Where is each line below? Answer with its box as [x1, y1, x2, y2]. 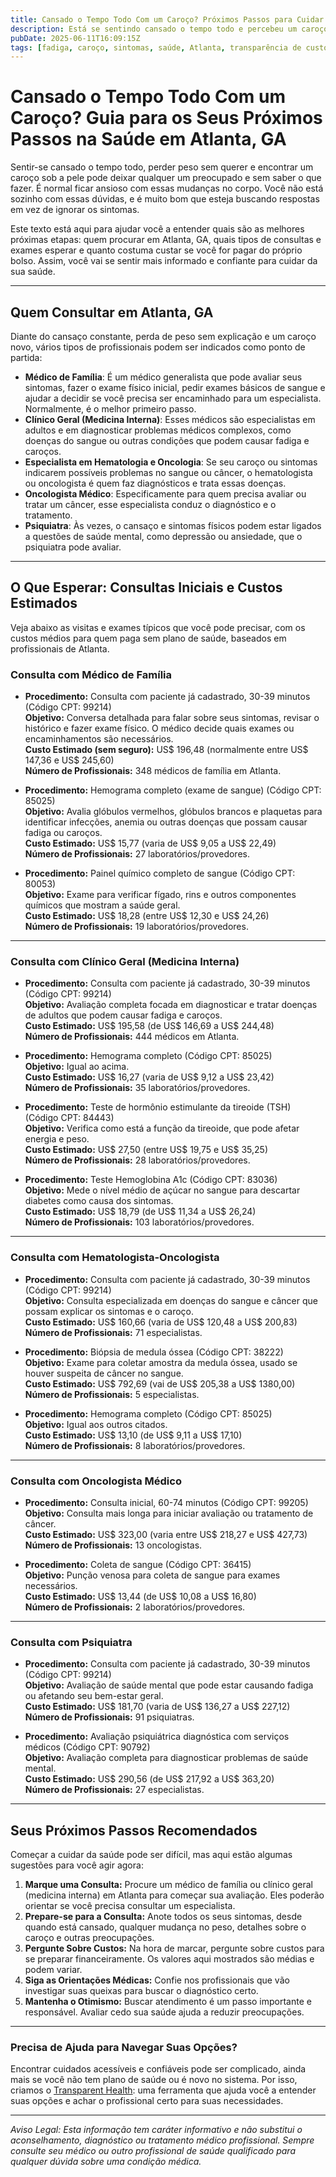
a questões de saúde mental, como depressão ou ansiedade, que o [24, 531, 303, 542]
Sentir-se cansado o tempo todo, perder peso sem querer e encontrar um [10, 161, 314, 173]
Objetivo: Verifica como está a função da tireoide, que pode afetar [24, 1122, 300, 1135]
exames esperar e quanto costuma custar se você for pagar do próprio [10, 244, 303, 256]
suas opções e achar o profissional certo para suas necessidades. [10, 2095, 284, 2107]
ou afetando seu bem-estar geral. [24, 1690, 164, 1702]
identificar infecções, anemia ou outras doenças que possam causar [24, 816, 308, 828]
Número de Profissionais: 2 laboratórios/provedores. [24, 1601, 246, 1613]
